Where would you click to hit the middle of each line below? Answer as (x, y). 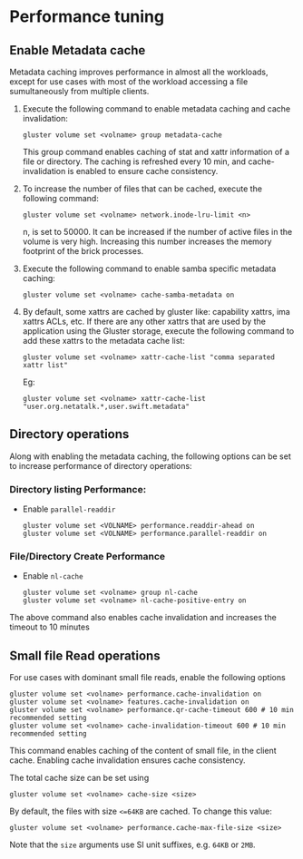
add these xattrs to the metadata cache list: (104, 341)
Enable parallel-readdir (69, 509)
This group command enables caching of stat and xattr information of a (156, 152)
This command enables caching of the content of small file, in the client (143, 751)
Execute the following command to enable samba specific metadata (149, 268)
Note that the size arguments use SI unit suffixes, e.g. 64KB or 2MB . (132, 844)
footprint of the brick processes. (83, 251)
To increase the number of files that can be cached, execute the (142, 189)
